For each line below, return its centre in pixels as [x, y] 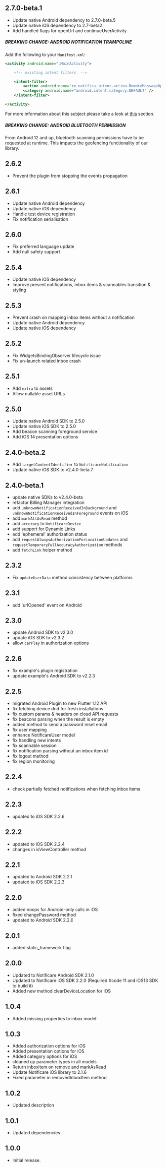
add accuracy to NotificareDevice [47, 523]
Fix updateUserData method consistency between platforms [72, 577]
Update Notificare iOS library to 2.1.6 [49, 1072]
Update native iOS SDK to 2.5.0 [44, 427]
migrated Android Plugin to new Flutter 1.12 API [60, 703]
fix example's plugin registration [45, 671]
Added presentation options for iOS [48, 1051]
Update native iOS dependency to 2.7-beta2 [57, 25]
